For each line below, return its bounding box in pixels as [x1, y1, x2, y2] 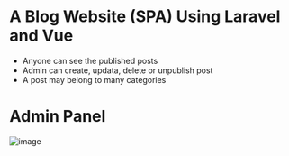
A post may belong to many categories [22, 74, 167, 85]
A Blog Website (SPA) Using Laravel [9, 6, 281, 27]
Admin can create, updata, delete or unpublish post [22, 65, 213, 76]
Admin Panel [9, 106, 106, 127]
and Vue [9, 25, 74, 46]
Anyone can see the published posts [22, 55, 158, 66]
